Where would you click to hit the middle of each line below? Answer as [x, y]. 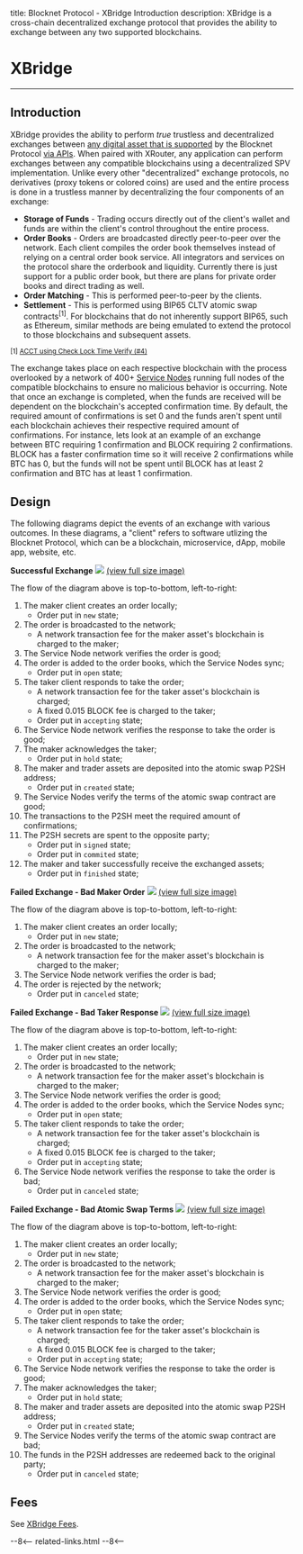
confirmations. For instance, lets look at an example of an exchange [136, 435]
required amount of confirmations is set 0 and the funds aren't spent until [146, 416]
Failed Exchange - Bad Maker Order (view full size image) [124, 892]
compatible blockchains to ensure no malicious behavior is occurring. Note [149, 387]
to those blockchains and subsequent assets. [107, 335]
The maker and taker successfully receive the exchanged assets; [143, 864]
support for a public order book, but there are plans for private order [150, 276]
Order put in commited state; [88, 854]
